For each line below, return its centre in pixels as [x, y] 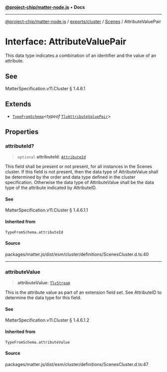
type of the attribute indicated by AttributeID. [51, 188]
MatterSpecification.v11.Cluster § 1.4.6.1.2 [47, 320]
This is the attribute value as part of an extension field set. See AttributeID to [83, 292]
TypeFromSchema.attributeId [34, 232]
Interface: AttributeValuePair [66, 42]
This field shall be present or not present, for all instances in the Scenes [79, 167]
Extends [18, 104]
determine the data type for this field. [43, 298]
